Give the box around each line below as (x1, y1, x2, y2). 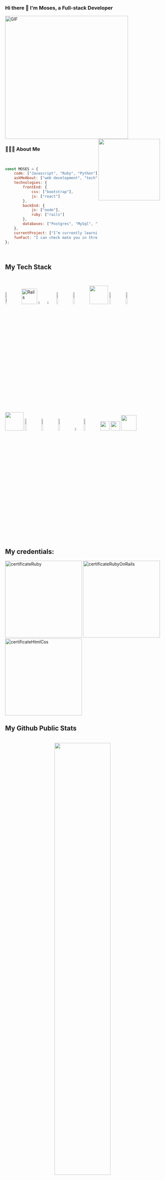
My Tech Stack (5, 263, 52, 271)
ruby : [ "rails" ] (31, 212, 65, 217)
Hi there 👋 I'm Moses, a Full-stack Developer (5, 4, 113, 11)
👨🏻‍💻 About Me (5, 146, 40, 153)
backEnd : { (23, 203, 45, 208)
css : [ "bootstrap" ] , (31, 189, 74, 194)
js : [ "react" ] (31, 194, 60, 199)
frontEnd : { (23, 185, 48, 190)
